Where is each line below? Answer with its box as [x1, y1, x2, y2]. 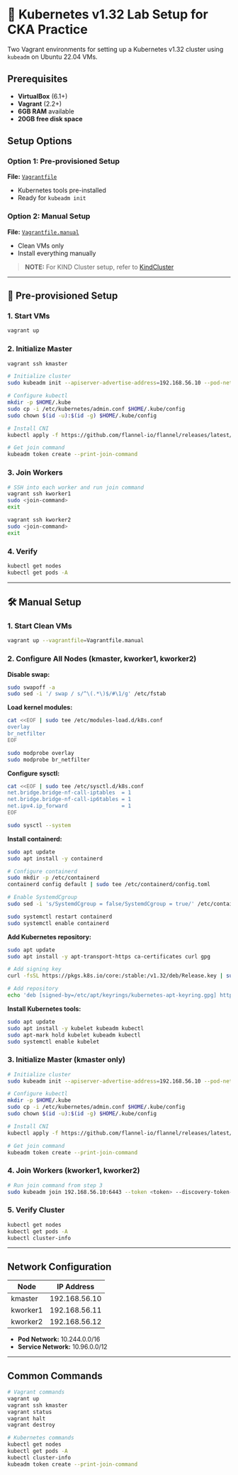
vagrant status [7, 1408, 52, 1415]
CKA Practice [7, 21, 89, 38]
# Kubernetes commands [7, 1435, 74, 1442]
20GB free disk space [17, 114, 83, 123]
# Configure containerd [7, 868, 78, 875]
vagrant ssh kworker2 [7, 516, 72, 524]
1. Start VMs [7, 311, 50, 321]
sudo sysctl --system [7, 822, 72, 829]
